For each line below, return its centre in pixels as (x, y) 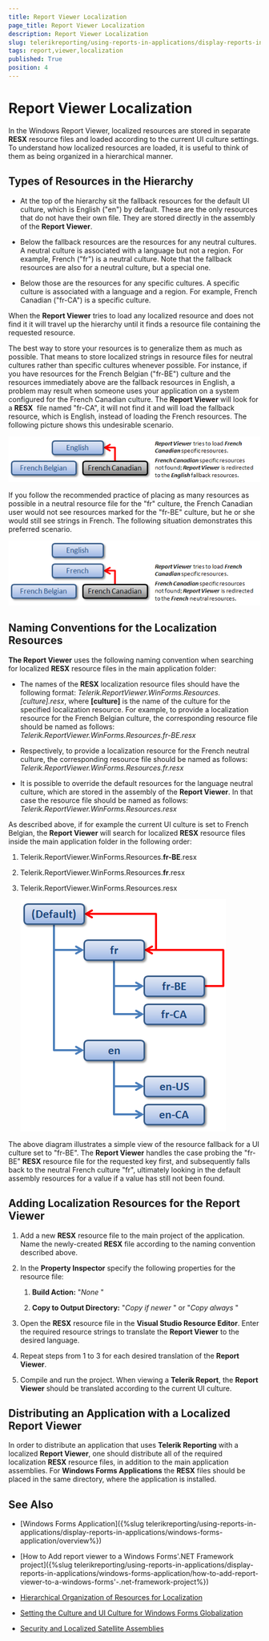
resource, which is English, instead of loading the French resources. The (128, 416)
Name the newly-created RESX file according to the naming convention (138, 1244)
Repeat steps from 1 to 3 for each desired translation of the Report (130, 1355)
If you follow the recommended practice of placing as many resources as (129, 495)
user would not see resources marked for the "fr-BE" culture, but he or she (132, 513)
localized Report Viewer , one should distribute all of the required (115, 1454)
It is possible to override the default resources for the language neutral (137, 783)
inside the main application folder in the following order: (100, 841)
